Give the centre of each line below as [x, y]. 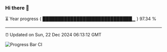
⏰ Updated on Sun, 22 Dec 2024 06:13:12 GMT [53, 35]
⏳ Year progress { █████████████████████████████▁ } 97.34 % [81, 19]
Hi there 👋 [17, 8]
